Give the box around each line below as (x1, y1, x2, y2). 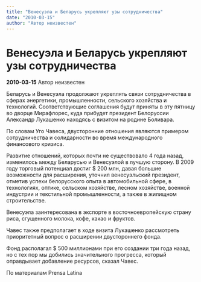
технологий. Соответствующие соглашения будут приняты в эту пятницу (6, 103, 196, 110)
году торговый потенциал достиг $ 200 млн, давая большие (6, 165, 162, 172)
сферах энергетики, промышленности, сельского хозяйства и (6, 97, 167, 104)
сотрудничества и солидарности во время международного (6, 134, 163, 142)
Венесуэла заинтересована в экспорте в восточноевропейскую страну (6, 208, 191, 216)
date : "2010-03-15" (6, 14, 56, 20)
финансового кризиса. (6, 140, 65, 148)
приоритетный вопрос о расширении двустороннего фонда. (6, 233, 162, 240)
